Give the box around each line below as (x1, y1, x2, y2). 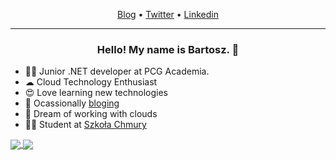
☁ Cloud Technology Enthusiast (24, 76, 158, 88)
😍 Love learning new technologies (24, 87, 168, 99)
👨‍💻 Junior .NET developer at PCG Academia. (24, 65, 210, 78)
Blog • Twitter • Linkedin (117, 9, 219, 20)
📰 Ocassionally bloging (24, 97, 120, 109)
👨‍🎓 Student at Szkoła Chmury (24, 119, 147, 131)
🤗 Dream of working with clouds (24, 108, 158, 120)
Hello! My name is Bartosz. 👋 (96, 42, 240, 56)
